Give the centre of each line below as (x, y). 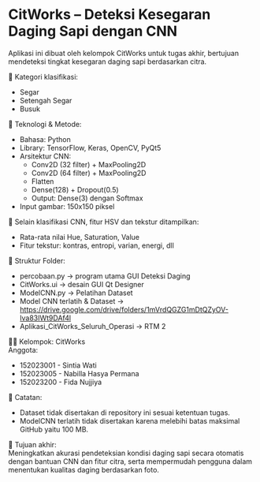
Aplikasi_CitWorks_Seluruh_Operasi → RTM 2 (93, 326)
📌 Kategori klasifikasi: (43, 77)
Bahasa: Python (45, 139)
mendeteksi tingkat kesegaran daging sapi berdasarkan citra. (108, 62)
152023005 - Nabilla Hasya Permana (79, 373)
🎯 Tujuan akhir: (32, 444)
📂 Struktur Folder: (37, 260)
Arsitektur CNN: (45, 156)
